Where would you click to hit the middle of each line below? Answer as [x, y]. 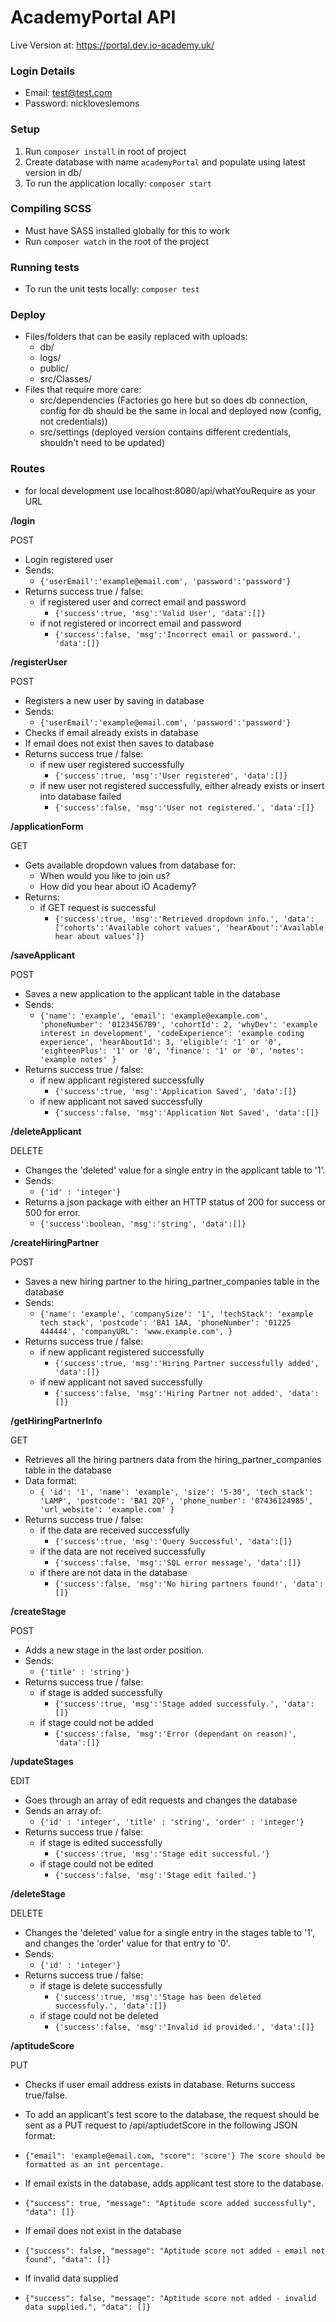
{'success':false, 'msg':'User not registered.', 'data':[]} [184, 807]
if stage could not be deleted [99, 2015]
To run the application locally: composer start [118, 183]
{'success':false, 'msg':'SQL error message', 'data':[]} [178, 1562]
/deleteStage [38, 1893]
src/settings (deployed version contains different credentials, [165, 432]
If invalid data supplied [71, 2278]
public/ [54, 368]
